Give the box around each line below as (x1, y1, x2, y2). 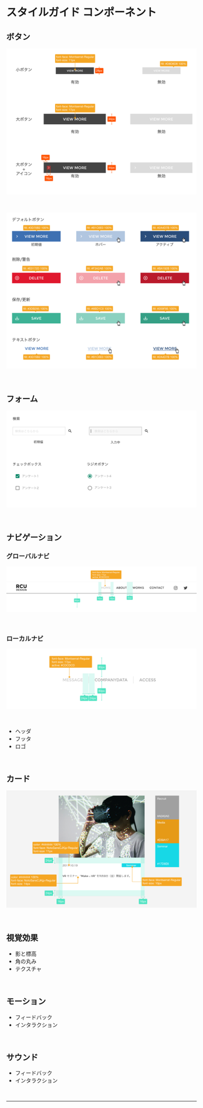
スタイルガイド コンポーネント (6, 5, 157, 19)
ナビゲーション (6, 532, 62, 542)
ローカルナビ (6, 634, 44, 642)
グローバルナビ (6, 552, 50, 560)
